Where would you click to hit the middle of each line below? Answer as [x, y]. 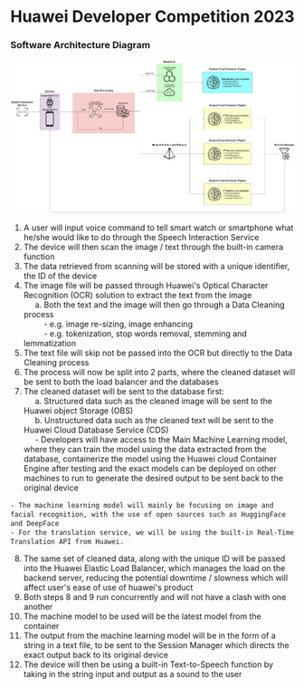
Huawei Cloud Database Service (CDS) [96, 430]
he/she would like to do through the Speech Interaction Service [141, 237]
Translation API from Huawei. [67, 541]
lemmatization [49, 343]
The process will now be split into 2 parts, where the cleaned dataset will [159, 372]
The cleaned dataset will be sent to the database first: [123, 391]
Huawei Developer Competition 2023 [152, 17]
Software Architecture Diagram [81, 45]
